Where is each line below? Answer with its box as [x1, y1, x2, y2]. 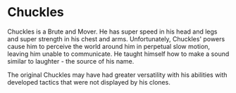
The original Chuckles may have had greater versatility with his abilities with [7, 71, 228, 79]
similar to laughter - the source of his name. [7, 57, 135, 65]
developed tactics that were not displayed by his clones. [7, 78, 170, 86]
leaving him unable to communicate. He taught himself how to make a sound [7, 50, 230, 58]
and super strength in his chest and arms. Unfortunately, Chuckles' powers [7, 34, 225, 43]
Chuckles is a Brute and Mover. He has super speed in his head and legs [7, 27, 218, 36]
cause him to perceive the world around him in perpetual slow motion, [7, 42, 210, 50]
